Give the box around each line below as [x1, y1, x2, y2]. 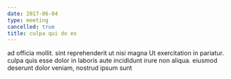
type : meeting [7, 17, 49, 24]
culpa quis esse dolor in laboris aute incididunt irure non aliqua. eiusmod [7, 57, 218, 65]
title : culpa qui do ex [7, 29, 77, 37]
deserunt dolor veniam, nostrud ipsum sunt [7, 64, 132, 72]
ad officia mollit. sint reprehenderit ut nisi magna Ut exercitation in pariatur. [7, 49, 224, 57]
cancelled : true [7, 23, 55, 30]
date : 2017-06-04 [7, 10, 58, 17]
